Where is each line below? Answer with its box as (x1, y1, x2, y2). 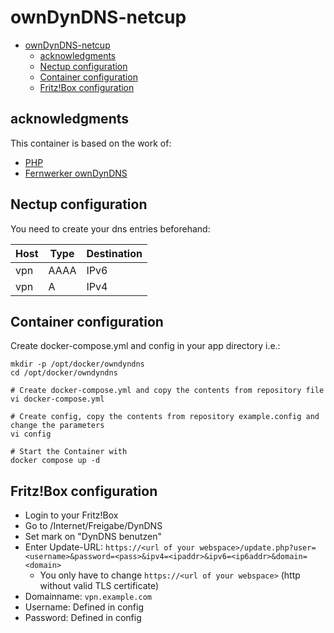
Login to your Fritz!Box (24, 509, 119, 521)
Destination (86, 246, 143, 260)
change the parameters (10, 421, 105, 431)
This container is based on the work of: (10, 137, 172, 149)
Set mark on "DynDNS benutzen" (24, 531, 162, 543)
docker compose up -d (10, 456, 101, 466)
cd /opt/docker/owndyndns (10, 368, 118, 378)
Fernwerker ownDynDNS (24, 167, 128, 179)
